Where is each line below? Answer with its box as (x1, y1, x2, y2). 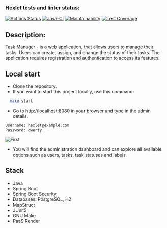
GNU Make (12, 212, 36, 218)
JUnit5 (12, 207, 27, 213)
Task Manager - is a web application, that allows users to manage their (5, 44, 154, 50)
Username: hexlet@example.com (5, 123, 70, 128)
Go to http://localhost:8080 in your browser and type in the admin (12, 108, 151, 114)
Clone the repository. (12, 83, 57, 89)
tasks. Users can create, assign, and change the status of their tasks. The (5, 49, 160, 56)
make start (10, 98, 33, 104)
